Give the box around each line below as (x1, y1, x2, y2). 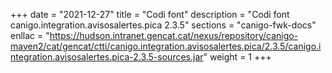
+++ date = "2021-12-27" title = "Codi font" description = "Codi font (10, 9, 290, 20)
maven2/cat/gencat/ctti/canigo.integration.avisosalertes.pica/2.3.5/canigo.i (10, 40, 322, 52)
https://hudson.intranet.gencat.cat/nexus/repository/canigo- (49, 30, 299, 41)
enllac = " (10, 30, 50, 41)
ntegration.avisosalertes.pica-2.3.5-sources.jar (10, 51, 204, 63)
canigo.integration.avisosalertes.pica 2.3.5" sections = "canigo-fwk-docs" (10, 19, 317, 31)
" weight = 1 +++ (203, 51, 272, 63)
